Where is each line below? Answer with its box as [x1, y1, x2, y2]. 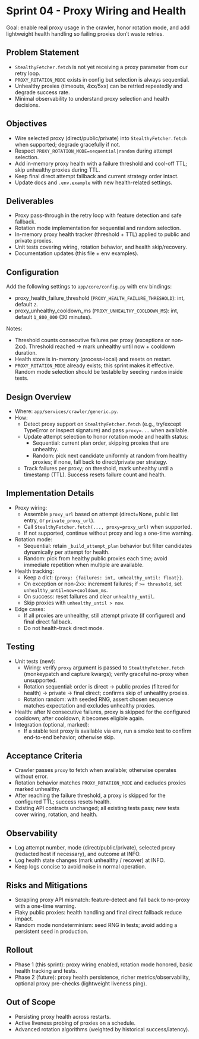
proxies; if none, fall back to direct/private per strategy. [32, 458, 168, 466]
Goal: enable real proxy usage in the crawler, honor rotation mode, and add [6, 24, 190, 31]
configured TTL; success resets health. [14, 798, 111, 805]
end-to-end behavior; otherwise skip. [23, 733, 116, 740]
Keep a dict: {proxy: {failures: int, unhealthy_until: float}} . [23, 573, 184, 581]
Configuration [6, 267, 59, 277]
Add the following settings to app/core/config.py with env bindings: [6, 283, 172, 290]
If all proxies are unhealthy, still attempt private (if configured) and [23, 612, 186, 619]
